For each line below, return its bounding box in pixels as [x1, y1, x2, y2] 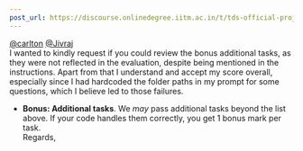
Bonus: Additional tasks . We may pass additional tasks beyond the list [22, 102, 287, 113]
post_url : [9, 13, 47, 22]
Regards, [22, 131, 57, 142]
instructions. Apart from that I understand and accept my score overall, [9, 67, 273, 77]
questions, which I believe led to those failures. [9, 85, 184, 96]
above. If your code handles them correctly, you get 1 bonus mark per [22, 112, 282, 123]
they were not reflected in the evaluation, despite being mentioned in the [9, 57, 280, 67]
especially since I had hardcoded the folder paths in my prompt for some [9, 75, 280, 86]
